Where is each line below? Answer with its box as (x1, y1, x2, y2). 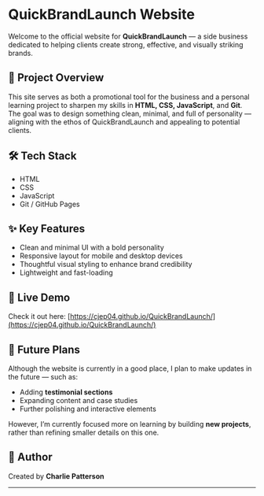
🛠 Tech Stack (8, 150, 77, 163)
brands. (8, 48, 33, 57)
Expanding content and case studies (19, 396, 138, 405)
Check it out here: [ (8, 312, 71, 321)
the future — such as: (8, 372, 79, 381)
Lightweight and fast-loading (19, 268, 114, 277)
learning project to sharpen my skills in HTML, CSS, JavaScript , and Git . (8, 100, 243, 109)
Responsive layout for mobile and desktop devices (19, 251, 183, 261)
